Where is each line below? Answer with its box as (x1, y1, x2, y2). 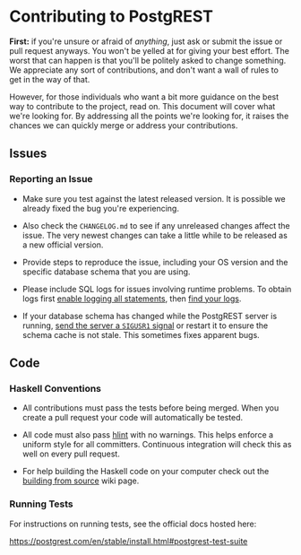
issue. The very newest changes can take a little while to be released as (21, 230, 288, 240)
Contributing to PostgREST (9, 6, 213, 27)
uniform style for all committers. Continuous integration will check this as (21, 439, 292, 450)
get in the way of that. (9, 74, 90, 84)
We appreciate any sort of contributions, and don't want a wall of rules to (9, 65, 279, 75)
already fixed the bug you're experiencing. (21, 203, 179, 213)
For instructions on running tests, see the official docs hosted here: (9, 518, 257, 529)
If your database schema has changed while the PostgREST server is (21, 310, 278, 321)
